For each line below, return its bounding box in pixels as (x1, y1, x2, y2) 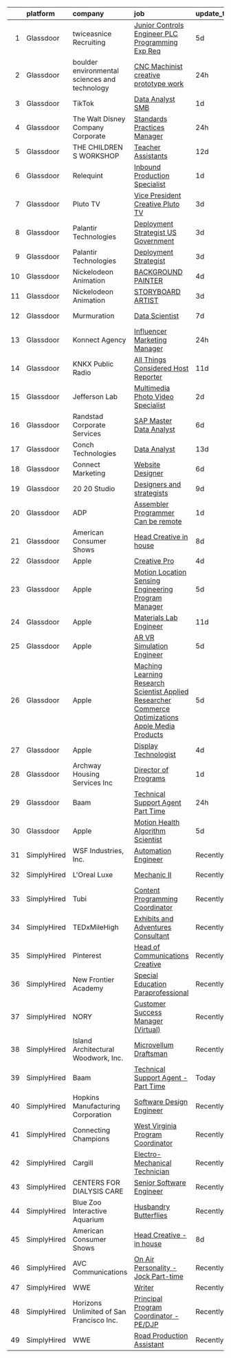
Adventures (133, 923, 172, 931)
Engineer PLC (133, 29, 179, 39)
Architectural (72, 1045, 115, 1054)
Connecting (72, 1125, 111, 1134)
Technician (133, 1167, 170, 1176)
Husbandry (133, 1202, 170, 1211)
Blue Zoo (72, 1198, 102, 1207)
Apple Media (133, 722, 175, 731)
